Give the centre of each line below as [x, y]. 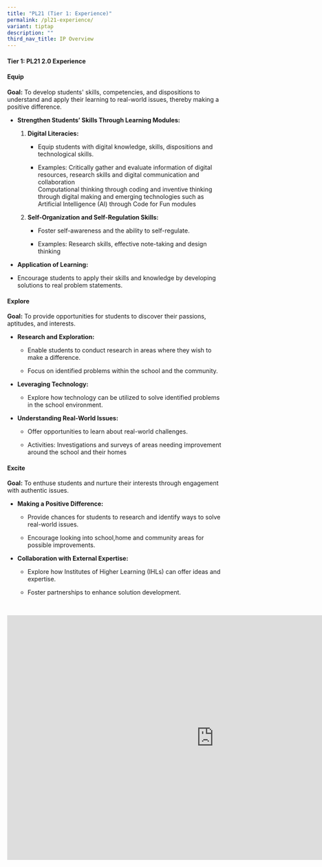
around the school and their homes [77, 452]
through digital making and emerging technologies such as [121, 196]
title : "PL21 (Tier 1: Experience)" [60, 13]
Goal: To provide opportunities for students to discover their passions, [107, 317]
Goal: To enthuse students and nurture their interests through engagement [113, 483]
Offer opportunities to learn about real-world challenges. [107, 431]
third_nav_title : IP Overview [51, 39]
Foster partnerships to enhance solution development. [104, 592]
